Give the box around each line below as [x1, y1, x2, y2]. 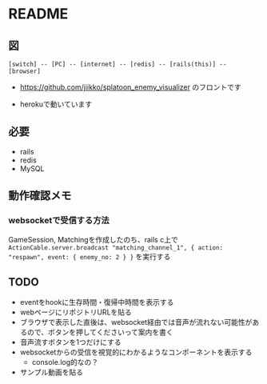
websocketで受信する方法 [8, 215, 110, 226]
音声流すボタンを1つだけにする [19, 338, 122, 347]
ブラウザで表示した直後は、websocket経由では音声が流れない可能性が [19, 318, 253, 327]
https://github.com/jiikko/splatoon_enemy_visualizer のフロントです [19, 82, 241, 92]
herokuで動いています [19, 99, 93, 109]
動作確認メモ [8, 189, 72, 202]
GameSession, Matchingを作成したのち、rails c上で [8, 234, 178, 244]
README [8, 5, 69, 23]
